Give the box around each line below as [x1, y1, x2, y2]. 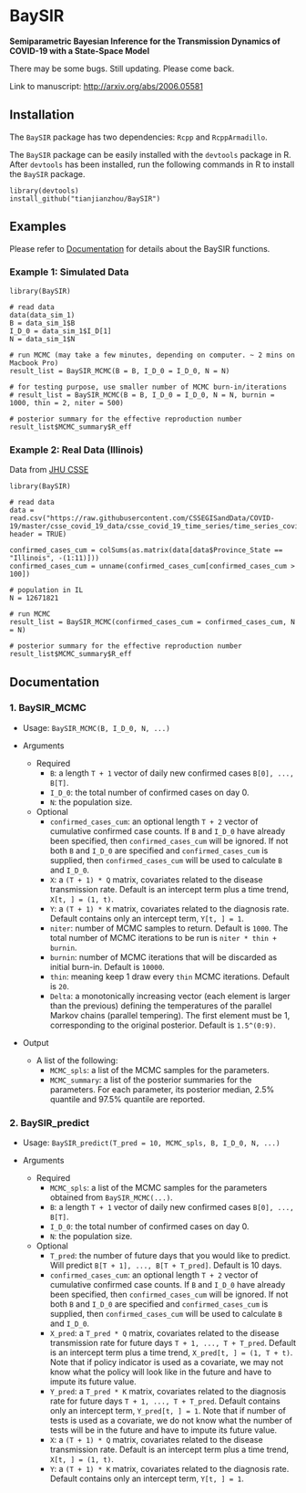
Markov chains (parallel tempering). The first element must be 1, [49, 1009, 291, 1020]
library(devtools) [9, 186, 79, 195]
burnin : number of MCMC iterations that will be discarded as [49, 951, 278, 963]
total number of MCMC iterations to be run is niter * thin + [49, 932, 278, 943]
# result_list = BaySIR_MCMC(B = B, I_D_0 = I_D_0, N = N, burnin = [9, 390, 275, 400]
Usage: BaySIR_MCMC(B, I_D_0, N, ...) [22, 722, 170, 733]
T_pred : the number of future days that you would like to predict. [49, 1250, 291, 1261]
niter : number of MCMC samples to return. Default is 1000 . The [49, 923, 289, 934]
